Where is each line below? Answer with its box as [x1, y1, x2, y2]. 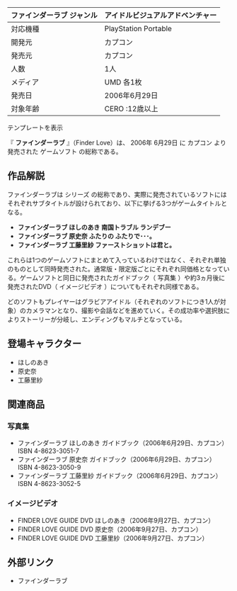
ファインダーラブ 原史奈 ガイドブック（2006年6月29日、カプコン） [17, 455, 216, 463]
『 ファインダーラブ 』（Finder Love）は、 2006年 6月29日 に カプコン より [7, 138, 226, 147]
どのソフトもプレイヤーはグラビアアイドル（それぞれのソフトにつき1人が [7, 297, 221, 305]
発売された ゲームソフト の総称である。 [7, 147, 122, 155]
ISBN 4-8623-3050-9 [17, 463, 81, 472]
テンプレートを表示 [7, 123, 64, 132]
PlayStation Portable [104, 24, 172, 33]
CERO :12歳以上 [104, 104, 158, 113]
